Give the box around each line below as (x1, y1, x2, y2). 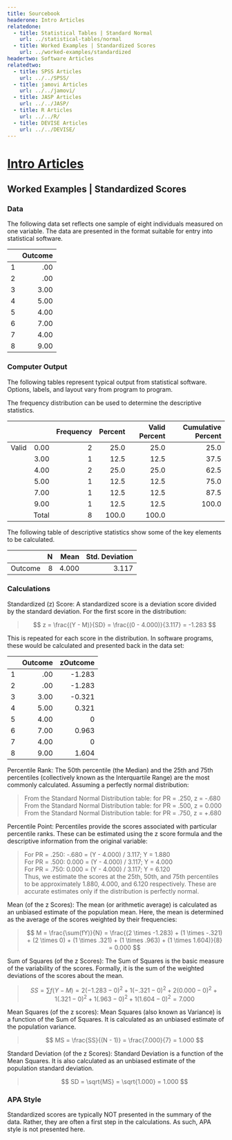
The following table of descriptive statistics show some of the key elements (7, 527, 222, 536)
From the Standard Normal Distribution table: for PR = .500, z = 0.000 (23, 801, 222, 810)
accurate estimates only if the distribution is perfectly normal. (23, 887, 200, 895)
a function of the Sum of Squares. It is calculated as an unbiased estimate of (7, 1015, 224, 1024)
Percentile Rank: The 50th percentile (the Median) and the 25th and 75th (7, 766, 213, 774)
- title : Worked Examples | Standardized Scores (13, 42, 156, 49)
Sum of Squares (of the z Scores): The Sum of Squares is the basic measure (7, 957, 224, 965)
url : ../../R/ (19, 113, 60, 120)
